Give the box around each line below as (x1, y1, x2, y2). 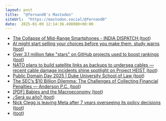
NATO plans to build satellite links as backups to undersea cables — (12, 62, 154, 68)
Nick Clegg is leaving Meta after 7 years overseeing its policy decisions (12, 99, 161, 106)
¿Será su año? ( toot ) (12, 94, 55, 100)
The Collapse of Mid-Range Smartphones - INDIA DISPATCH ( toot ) (12, 35, 151, 41)
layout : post (5, 7, 33, 13)
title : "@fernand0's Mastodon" (5, 12, 73, 17)
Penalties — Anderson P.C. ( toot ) (12, 84, 81, 90)
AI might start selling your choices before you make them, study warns (12, 41, 160, 47)
